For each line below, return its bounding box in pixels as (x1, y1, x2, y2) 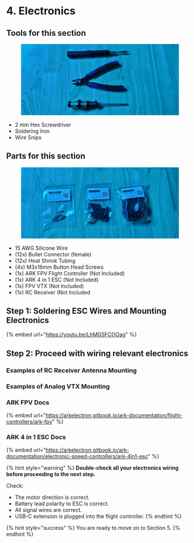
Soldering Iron (14, 127, 50, 135)
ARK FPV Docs (6, 398, 49, 407)
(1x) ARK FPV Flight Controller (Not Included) (14, 269, 125, 277)
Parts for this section (6, 151, 86, 162)
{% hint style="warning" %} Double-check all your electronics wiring (6, 464, 179, 471)
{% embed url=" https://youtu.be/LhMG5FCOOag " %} (6, 331, 137, 338)
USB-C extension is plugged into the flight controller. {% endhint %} (14, 513, 182, 520)
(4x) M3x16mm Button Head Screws (14, 263, 104, 271)
